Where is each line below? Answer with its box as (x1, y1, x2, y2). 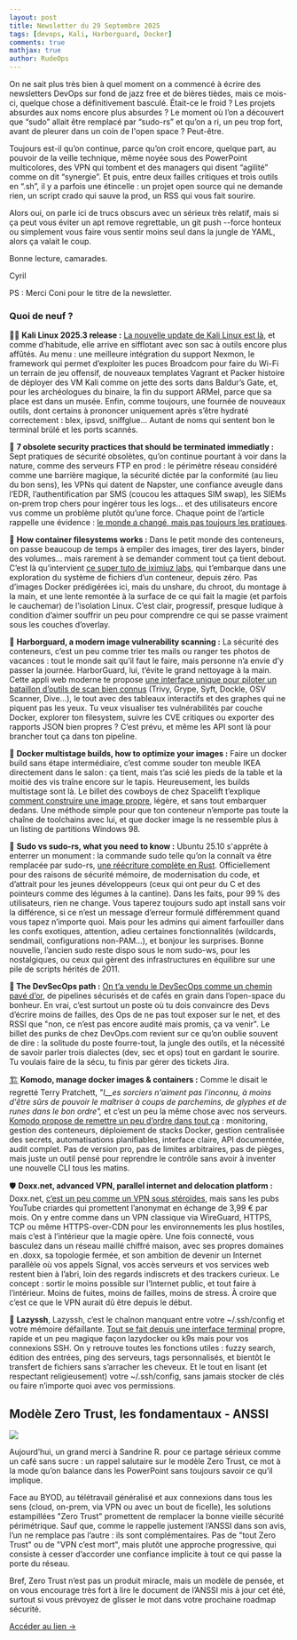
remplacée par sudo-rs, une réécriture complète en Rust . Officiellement (9, 860, 270, 871)
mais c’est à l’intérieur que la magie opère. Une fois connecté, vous (9, 1231, 254, 1242)
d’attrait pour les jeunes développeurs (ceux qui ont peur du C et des (9, 879, 261, 890)
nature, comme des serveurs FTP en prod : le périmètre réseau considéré (9, 460, 277, 471)
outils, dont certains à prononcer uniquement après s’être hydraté (9, 405, 249, 416)
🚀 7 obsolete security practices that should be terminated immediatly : (9, 442, 275, 452)
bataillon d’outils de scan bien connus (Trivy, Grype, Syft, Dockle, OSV (9, 684, 266, 694)
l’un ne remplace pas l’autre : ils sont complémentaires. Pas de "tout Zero (9, 1530, 277, 1540)
